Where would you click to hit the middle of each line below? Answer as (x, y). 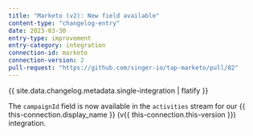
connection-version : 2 (46, 61)
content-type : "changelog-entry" (64, 23)
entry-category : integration (57, 46)
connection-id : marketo (48, 53)
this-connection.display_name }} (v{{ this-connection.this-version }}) (122, 114)
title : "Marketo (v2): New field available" (84, 16)
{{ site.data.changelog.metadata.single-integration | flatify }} (108, 90)
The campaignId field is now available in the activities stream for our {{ (127, 106)
